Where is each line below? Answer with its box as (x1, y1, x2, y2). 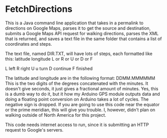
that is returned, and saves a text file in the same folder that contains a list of (5, 36, 162, 42)
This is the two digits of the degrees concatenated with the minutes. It (5, 80, 149, 86)
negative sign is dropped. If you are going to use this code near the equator (5, 101, 160, 107)
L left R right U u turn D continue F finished (5, 66, 93, 71)
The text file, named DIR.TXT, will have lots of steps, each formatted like (5, 51, 153, 57)
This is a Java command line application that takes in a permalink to (5, 20, 144, 26)
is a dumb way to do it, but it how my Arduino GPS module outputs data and (5, 91, 160, 97)
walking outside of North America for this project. (5, 112, 106, 118)
